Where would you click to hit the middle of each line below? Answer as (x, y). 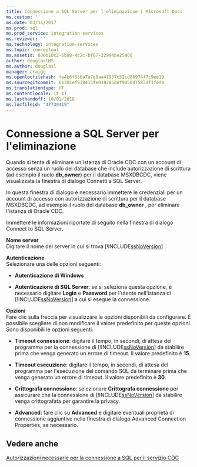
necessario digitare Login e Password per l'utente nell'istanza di (93, 293)
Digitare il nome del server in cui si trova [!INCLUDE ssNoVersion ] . (86, 246)
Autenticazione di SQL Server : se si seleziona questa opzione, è (93, 287)
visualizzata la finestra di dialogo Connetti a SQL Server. (74, 181)
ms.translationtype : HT (35, 88)
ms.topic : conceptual (33, 50)
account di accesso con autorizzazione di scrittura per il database (86, 199)
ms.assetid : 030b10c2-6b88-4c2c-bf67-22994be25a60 (69, 55)
